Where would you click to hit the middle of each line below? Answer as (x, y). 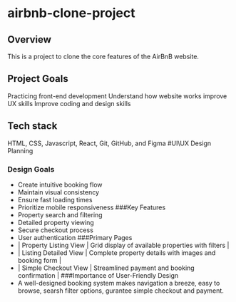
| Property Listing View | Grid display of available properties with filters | (123, 245)
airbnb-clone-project (71, 13)
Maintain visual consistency (58, 192)
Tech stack (32, 126)
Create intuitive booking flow (60, 184)
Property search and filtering (60, 214)
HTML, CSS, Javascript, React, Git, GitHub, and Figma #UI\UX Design (109, 143)
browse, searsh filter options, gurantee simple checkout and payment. (121, 291)
